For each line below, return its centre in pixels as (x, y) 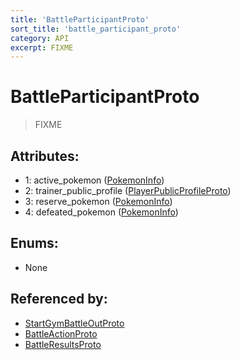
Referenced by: (59, 299)
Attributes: (45, 156)
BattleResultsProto (63, 344)
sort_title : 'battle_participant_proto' (96, 29)
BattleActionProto (61, 333)
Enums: (34, 243)
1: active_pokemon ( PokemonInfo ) (94, 180)
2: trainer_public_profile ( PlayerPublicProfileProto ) (128, 190)
